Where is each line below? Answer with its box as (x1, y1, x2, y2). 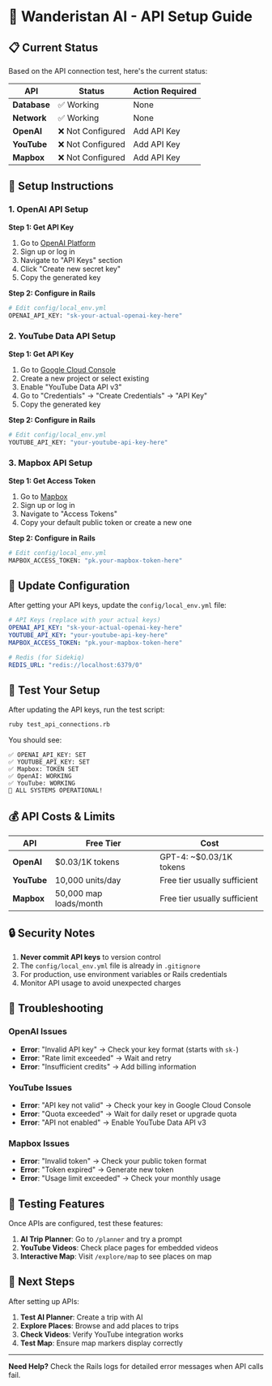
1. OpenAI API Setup (8, 204, 89, 215)
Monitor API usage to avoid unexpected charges (19, 978, 181, 988)
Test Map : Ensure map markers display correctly (19, 1338, 184, 1348)
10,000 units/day (54, 875, 121, 886)
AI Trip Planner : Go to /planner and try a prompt (19, 1234, 182, 1244)
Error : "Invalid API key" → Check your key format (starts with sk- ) (19, 1044, 239, 1054)
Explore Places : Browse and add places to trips (19, 1320, 180, 1330)
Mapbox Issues (8, 1138, 70, 1149)
